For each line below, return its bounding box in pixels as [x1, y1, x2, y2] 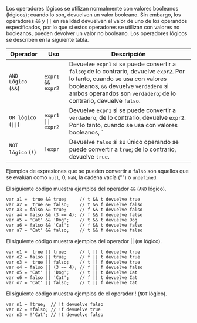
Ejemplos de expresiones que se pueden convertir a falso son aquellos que [6, 167, 189, 174]
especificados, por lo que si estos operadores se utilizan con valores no [6, 23, 180, 31]
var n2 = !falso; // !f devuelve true [6, 307, 101, 312]
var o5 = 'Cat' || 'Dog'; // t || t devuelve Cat [6, 270, 138, 275]
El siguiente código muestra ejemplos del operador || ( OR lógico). [6, 238, 162, 244]
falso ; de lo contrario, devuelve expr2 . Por [69, 68, 185, 75]
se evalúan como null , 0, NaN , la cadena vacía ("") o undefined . [6, 174, 158, 181]
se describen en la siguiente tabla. [6, 36, 89, 43]
